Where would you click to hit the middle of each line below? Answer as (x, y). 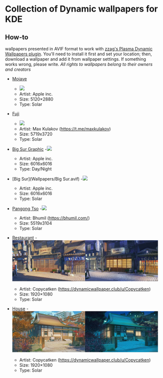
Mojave (19, 79)
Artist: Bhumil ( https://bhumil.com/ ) (55, 218)
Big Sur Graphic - (29, 149)
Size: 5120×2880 (36, 99)
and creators (18, 69)
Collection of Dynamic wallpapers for (81, 9)
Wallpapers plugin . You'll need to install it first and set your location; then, (79, 54)
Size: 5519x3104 (36, 223)
